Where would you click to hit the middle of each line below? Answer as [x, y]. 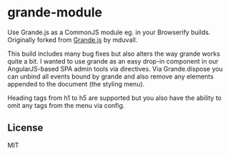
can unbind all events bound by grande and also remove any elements [111, 76]
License [25, 128]
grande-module [55, 12]
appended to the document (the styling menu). [76, 84]
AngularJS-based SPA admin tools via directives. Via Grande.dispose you [115, 69]
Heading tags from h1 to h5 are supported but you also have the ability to [115, 98]
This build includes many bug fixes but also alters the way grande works [114, 54]
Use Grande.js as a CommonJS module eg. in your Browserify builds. [109, 32]
